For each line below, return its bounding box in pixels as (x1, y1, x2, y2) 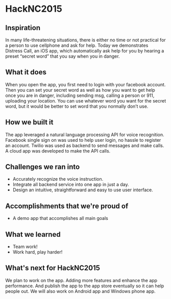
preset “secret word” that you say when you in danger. (5, 53, 120, 59)
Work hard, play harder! (12, 249, 63, 255)
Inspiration (5, 23, 41, 32)
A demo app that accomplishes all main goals (12, 215, 108, 221)
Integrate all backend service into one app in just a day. (12, 182, 129, 188)
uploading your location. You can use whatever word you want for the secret (5, 97, 166, 104)
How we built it (5, 118, 54, 127)
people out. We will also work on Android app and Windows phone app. (5, 288, 156, 294)
